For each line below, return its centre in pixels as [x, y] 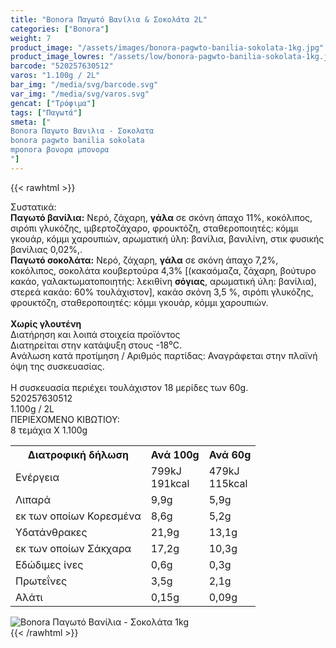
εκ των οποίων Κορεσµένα [78, 516]
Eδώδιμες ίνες [49, 564]
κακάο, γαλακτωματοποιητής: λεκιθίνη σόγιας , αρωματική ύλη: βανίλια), [163, 281]
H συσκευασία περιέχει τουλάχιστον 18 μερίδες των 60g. [129, 387]
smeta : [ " [31, 122]
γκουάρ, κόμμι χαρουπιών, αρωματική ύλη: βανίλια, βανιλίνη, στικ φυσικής [167, 238]
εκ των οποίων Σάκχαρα [73, 548]
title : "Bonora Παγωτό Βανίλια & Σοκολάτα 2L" [109, 19]
